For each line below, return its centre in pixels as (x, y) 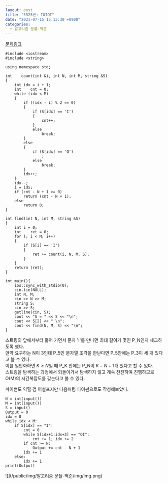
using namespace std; (28, 67)
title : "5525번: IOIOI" (30, 15)
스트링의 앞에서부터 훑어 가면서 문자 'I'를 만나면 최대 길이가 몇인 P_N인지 (77, 340)
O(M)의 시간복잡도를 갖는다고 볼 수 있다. (45, 379)
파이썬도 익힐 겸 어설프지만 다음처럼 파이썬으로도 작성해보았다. (67, 389)
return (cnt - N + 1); (47, 197)
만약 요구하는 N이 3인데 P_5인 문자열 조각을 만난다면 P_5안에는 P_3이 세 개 (79, 353)
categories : (18, 24)
